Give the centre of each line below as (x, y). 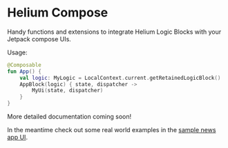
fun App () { (24, 71)
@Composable (24, 65)
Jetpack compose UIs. (39, 39)
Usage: (17, 52)
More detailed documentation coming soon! (69, 117)
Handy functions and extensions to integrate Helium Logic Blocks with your (114, 32)
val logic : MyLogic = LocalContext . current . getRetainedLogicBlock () (120, 78)
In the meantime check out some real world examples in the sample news (112, 130)
